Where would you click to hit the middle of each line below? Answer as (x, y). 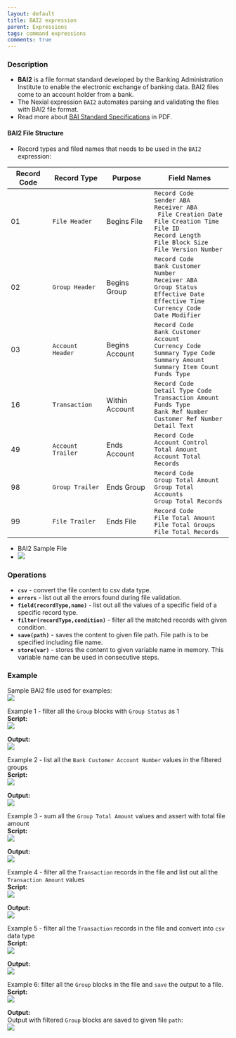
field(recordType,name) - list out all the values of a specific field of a (117, 605)
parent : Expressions (38, 27)
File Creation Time (186, 221)
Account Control (181, 442)
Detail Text (174, 426)
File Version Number (188, 249)
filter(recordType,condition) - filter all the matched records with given (122, 620)
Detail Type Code (183, 391)
